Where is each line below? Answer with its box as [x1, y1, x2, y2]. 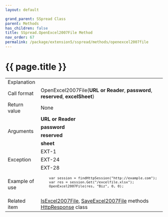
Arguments [7, 127, 34, 134]
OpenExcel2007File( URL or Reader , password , [40, 86, 152, 93]
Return [7, 101, 23, 108]
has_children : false [5, 25, 48, 30]
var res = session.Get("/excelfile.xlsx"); [48, 179, 134, 184]
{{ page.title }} [5, 61, 67, 72]
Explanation [7, 78, 35, 85]
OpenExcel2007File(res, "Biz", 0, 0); [48, 183, 124, 188]
